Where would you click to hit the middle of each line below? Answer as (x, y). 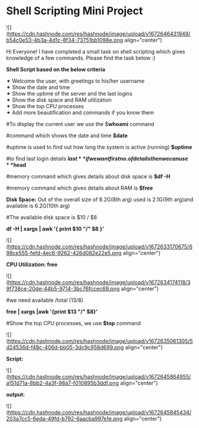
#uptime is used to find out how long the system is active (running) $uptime (99, 147)
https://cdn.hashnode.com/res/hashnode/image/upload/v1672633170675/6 (100, 246)
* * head (16, 165)
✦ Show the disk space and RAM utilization (59, 100)
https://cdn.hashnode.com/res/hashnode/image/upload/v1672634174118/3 (99, 282)
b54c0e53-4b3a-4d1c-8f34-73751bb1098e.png (65, 40)
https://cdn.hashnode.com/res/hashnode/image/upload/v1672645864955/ (99, 376)
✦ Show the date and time (38, 87)
